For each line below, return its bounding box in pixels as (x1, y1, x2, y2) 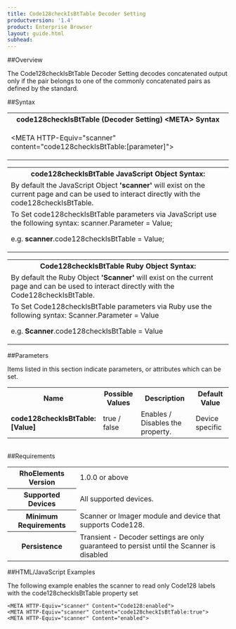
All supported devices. (79, 494, 155, 504)
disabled (79, 550, 109, 559)
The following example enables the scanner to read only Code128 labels (7, 581, 216, 590)
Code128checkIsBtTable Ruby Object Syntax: (39, 261, 197, 271)
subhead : (7, 37, 33, 44)
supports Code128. (79, 520, 145, 530)
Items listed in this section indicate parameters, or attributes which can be (7, 365, 221, 373)
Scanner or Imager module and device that (79, 511, 221, 521)
